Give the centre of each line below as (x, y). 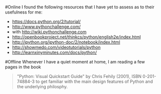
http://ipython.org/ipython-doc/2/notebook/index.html (66, 42)
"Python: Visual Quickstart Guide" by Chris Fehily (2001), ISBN (79, 76)
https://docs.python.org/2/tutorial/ (46, 22)
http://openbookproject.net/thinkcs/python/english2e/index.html (76, 37)
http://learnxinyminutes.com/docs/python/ (54, 52)
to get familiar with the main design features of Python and (94, 81)
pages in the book (23, 67)
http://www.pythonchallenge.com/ (46, 27)
